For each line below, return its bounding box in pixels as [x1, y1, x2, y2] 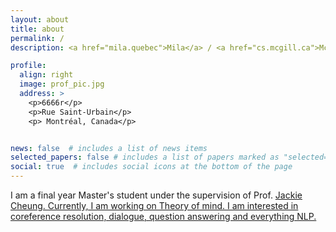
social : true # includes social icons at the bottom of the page [10, 162, 293, 172]
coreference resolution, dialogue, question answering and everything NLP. [10, 211, 317, 222]
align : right [19, 70, 74, 80]
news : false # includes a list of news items [10, 143, 208, 153]
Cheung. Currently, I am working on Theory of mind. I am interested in [10, 200, 299, 211]
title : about [10, 24, 65, 34]
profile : [10, 61, 47, 71]
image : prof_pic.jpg [19, 79, 105, 90]
